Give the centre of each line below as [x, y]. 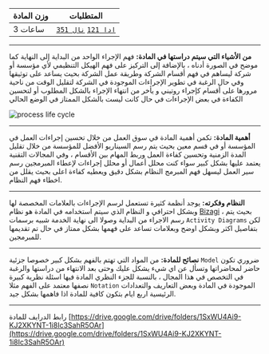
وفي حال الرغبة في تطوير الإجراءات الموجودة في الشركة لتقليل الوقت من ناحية [127, 82]
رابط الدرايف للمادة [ [40, 316]
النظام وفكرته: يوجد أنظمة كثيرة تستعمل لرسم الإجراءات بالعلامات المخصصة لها [127, 203]
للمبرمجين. [26, 237]
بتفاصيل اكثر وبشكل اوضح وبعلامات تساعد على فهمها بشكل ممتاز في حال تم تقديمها [133, 228]
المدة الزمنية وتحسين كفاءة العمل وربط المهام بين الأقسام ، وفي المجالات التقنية [128, 154]
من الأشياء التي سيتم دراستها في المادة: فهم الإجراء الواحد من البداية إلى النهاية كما [131, 56]
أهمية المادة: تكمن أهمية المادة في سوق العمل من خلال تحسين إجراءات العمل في [130, 137]
